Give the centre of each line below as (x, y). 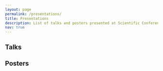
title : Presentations (27, 18)
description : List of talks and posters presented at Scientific (72, 23)
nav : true (15, 28)
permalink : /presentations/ (33, 14)
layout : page (18, 9)
